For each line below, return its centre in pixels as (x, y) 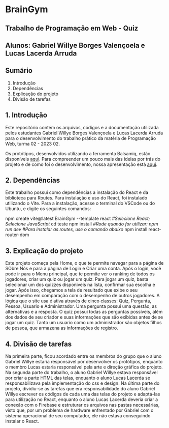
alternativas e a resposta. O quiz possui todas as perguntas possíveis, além (84, 312)
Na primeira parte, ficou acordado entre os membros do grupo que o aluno (83, 356)
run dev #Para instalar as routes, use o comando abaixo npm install (76, 230)
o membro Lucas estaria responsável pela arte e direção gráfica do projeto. (84, 367)
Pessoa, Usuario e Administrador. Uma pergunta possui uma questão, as (81, 306)
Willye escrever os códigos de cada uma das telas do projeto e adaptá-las (83, 394)
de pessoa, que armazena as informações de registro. (62, 328)
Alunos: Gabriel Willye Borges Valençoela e (75, 45)
